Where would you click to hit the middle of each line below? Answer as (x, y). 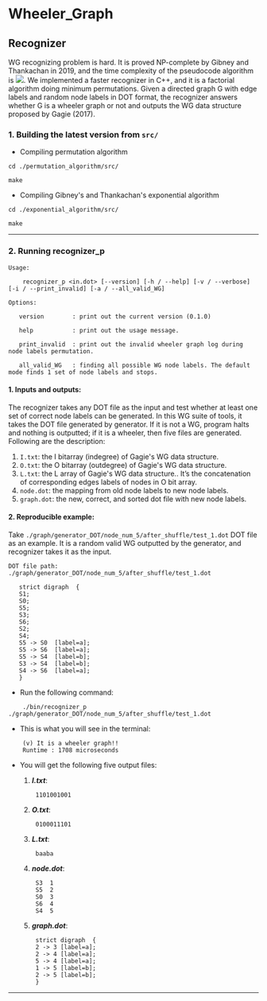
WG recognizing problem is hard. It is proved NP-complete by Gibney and (128, 62)
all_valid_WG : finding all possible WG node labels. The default (134, 365)
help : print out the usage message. (99, 330)
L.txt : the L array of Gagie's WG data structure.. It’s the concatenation (135, 473)
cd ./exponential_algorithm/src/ (64, 210)
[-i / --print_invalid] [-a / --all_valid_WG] (87, 288)
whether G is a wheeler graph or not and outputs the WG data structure (125, 105)
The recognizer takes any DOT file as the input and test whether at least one (133, 407)
